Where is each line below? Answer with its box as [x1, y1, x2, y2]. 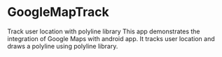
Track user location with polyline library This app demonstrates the [7, 27, 201, 35]
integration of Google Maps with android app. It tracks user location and [7, 34, 215, 42]
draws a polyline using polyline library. [7, 42, 118, 50]
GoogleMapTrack [7, 4, 110, 20]
